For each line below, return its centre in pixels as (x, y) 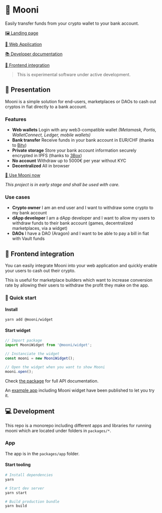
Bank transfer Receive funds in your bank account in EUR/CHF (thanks (83, 140)
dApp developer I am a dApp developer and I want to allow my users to (83, 218)
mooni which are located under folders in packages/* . (58, 431)
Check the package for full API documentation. (52, 381)
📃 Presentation (28, 90)
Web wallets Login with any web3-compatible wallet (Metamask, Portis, (84, 130)
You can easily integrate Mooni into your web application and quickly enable (81, 266)
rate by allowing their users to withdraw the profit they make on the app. (77, 285)
